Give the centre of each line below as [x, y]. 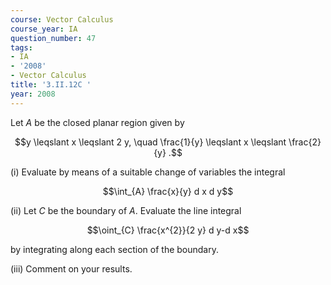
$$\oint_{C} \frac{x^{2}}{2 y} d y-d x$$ [168, 230]
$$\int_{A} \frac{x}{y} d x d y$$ [168, 191]
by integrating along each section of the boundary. [114, 249]
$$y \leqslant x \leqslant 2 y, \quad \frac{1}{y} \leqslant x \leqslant [150, 142]
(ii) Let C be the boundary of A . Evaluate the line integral [126, 210]
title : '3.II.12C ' [51, 85]
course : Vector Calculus [62, 19]
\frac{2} [305, 142]
